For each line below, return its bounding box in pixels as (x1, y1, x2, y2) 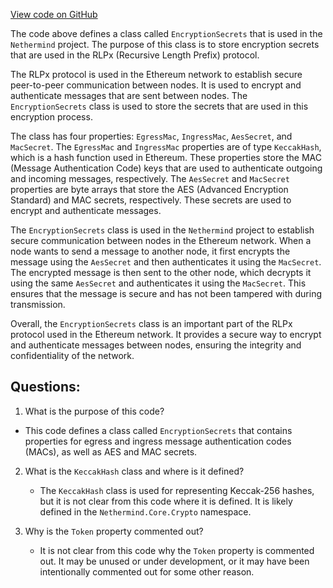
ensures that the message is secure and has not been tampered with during (10, 288, 323, 299)
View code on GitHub (10, 9, 98, 20)
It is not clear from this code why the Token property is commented (39, 544, 315, 556)
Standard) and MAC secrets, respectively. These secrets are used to (10, 194, 292, 206)
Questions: (10, 379, 81, 396)
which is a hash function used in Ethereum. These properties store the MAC (10, 152, 323, 163)
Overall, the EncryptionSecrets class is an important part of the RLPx (10, 318, 293, 329)
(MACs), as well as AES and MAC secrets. (24, 445, 198, 458)
